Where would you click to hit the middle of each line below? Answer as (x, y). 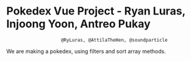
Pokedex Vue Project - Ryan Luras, (96, 11)
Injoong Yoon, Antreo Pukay (78, 24)
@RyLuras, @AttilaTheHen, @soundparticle (114, 40)
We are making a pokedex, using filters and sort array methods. (86, 51)
